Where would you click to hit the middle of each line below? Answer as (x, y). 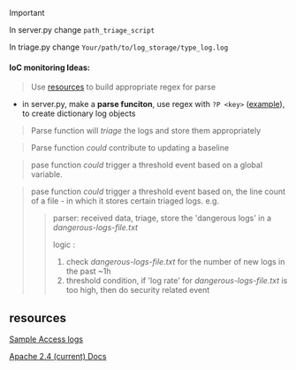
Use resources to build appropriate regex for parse (123, 87)
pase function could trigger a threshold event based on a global (147, 165)
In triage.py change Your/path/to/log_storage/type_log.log (119, 47)
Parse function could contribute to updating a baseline (130, 148)
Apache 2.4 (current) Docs (58, 357)
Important (27, 13)
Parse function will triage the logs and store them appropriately (146, 131)
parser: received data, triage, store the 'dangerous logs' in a (162, 218)
